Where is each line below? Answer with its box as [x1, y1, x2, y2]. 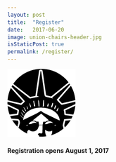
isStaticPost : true [7, 41, 65, 48]
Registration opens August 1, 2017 [7, 146, 109, 154]
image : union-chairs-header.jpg [7, 34, 102, 41]
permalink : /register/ [7, 48, 74, 55]
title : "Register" [7, 18, 65, 26]
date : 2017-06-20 [7, 26, 65, 33]
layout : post [7, 11, 46, 18]
